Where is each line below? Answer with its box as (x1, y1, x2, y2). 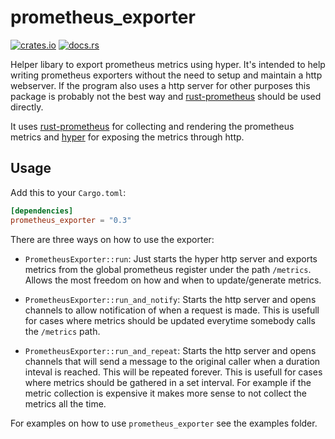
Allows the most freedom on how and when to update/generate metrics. (24, 274, 322, 286)
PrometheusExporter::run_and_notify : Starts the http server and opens (24, 293, 317, 305)
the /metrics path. (24, 325, 101, 337)
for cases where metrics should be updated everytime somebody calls (24, 314, 316, 326)
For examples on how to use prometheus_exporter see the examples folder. (10, 417, 318, 429)
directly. (10, 101, 44, 113)
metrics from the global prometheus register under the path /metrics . (24, 263, 312, 275)
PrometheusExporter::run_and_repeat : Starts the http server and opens (24, 344, 317, 356)
